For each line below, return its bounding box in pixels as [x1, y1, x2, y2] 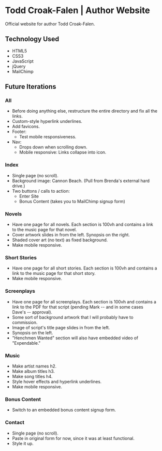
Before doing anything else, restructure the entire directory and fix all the [12, 108, 158, 114]
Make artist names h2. [12, 363, 57, 369]
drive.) [12, 183, 26, 189]
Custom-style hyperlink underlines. [12, 118, 83, 124]
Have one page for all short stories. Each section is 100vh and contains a [12, 265, 157, 271]
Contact [5, 419, 25, 426]
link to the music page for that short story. [12, 270, 96, 276]
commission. [12, 319, 38, 325]
